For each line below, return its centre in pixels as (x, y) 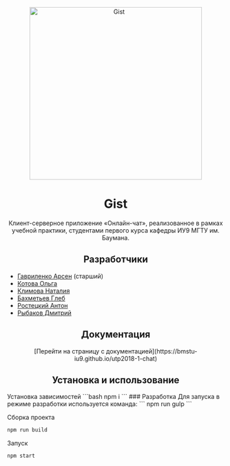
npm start (21, 456)
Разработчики (116, 259)
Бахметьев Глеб (41, 298)
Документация (116, 334)
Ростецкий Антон (42, 305)
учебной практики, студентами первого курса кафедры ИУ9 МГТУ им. (116, 230)
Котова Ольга (37, 283)
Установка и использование (116, 380)
